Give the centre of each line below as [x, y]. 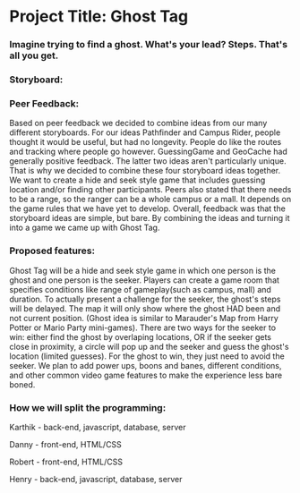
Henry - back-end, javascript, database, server [96, 479]
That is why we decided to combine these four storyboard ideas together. [145, 171]
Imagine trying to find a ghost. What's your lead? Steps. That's [149, 45]
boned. [22, 384]
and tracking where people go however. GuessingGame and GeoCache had [149, 152]
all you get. [34, 55]
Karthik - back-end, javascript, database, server [98, 427]
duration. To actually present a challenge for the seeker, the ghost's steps [145, 299]
